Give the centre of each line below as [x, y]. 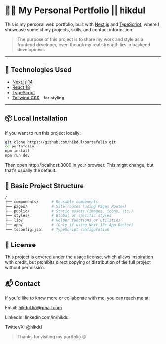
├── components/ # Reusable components [52, 202]
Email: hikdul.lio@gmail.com [34, 307]
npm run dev [17, 156]
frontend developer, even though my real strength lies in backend [84, 44]
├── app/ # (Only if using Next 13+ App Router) [69, 225]
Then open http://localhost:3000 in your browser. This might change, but [79, 165]
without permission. [25, 267]
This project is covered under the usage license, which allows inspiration [79, 257]
